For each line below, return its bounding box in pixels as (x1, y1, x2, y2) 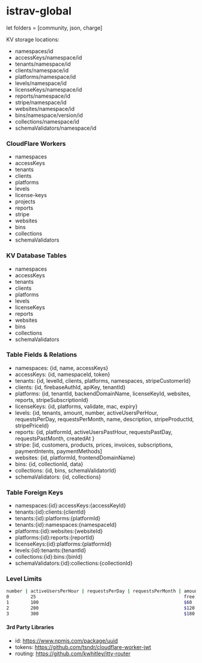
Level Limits (6, 574, 42, 583)
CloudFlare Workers (6, 139, 66, 148)
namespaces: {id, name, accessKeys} (14, 364, 109, 371)
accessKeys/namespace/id (14, 54, 82, 61)
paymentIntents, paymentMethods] (14, 447, 102, 454)
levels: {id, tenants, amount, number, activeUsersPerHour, (14, 409, 159, 416)
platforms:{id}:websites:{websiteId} (14, 527, 103, 535)
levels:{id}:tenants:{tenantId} (14, 547, 87, 554)
